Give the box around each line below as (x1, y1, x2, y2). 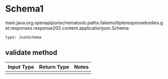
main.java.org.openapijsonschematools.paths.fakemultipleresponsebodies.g (5, 20, 163, 26)
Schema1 (5, 3, 44, 15)
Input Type (8, 63, 34, 70)
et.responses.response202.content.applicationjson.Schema (5, 25, 129, 31)
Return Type (39, 63, 69, 70)
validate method (5, 48, 57, 57)
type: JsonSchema (5, 35, 42, 40)
